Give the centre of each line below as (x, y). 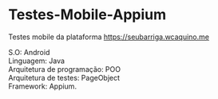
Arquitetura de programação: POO (65, 69)
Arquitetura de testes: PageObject (64, 77)
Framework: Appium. (43, 86)
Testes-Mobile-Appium (87, 15)
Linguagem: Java (37, 61)
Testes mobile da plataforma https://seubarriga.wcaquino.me (109, 37)
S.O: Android (29, 52)
